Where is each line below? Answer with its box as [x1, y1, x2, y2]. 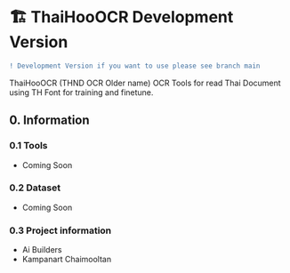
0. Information [9, 113, 91, 128]
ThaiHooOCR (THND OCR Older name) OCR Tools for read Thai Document [9, 77, 282, 88]
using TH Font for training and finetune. [9, 86, 154, 98]
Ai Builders [21, 245, 62, 255]
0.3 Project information [9, 224, 112, 237]
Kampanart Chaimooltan [21, 254, 112, 265]
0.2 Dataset [9, 181, 60, 194]
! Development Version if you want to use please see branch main [9, 61, 261, 70]
